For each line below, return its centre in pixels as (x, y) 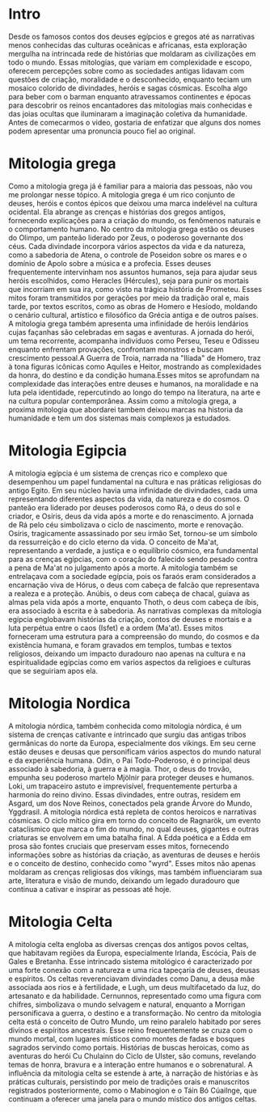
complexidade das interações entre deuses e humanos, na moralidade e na (133, 383)
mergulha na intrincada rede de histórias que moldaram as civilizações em (132, 53)
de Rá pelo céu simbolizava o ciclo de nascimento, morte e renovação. (126, 524)
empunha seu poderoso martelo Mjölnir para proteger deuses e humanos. (131, 777)
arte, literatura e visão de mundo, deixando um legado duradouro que (124, 880)
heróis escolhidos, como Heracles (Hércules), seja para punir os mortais (129, 281)
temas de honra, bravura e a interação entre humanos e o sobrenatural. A (131, 1064)
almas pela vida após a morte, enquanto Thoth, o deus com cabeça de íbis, (134, 602)
